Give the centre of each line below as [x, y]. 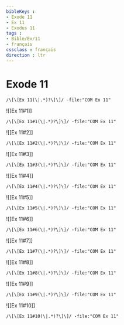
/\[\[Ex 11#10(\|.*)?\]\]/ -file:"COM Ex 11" [62, 316]
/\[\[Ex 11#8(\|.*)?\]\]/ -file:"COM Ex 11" [61, 273]
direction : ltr [26, 55]
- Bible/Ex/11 [23, 39]
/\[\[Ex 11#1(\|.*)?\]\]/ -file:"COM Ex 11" [61, 121]
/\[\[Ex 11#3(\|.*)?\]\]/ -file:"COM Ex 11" [61, 165]
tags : [14, 33]
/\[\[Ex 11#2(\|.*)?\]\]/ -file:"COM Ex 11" [61, 143]
